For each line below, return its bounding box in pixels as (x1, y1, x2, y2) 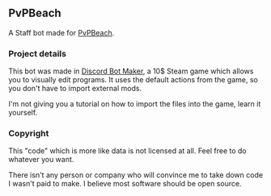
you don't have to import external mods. (8, 84, 142, 94)
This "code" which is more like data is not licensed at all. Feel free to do (8, 146, 247, 156)
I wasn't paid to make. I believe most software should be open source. (8, 179, 242, 189)
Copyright (8, 128, 49, 140)
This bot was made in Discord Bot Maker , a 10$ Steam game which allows (8, 66, 254, 76)
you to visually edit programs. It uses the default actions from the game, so (8, 75, 259, 85)
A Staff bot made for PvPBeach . (8, 27, 115, 37)
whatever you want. (8, 155, 74, 165)
